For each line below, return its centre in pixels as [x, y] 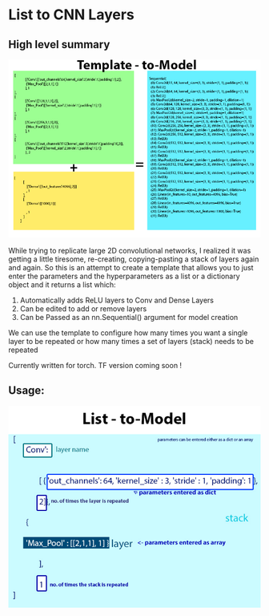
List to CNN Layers [71, 15]
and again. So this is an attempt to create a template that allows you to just [131, 267]
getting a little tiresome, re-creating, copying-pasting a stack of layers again [134, 259]
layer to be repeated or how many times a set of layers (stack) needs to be [131, 341]
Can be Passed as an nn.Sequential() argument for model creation [129, 317]
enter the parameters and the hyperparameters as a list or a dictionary [124, 276]
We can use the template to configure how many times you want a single [128, 332]
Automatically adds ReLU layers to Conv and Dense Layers [117, 300]
